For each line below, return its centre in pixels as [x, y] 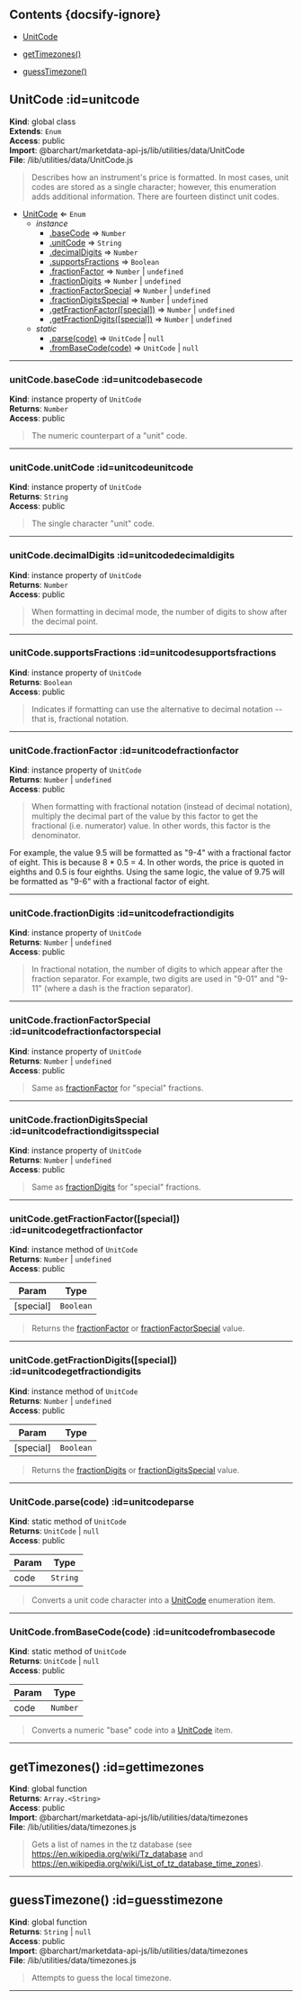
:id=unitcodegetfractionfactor [76, 1230]
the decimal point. [65, 621]
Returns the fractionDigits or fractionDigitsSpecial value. [135, 1470]
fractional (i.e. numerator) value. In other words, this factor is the [151, 826]
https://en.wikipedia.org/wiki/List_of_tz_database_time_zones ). [147, 1864]
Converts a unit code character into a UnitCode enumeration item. [153, 1600]
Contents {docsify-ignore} [85, 15]
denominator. [56, 836]
